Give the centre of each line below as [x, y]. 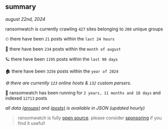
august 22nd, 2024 [25, 19]
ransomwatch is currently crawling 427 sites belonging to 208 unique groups [84, 29]
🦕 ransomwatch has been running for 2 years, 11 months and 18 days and [83, 92]
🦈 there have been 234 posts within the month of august [63, 49]
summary [21, 7]
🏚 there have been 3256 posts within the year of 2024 [62, 71]
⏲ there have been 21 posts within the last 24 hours [60, 39]
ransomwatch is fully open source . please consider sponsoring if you [90, 118]
